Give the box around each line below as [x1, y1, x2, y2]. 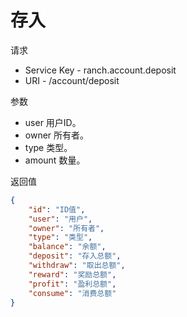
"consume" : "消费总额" [28, 288, 117, 298]
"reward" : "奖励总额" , [28, 269, 117, 280]
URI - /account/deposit [24, 74, 120, 86]
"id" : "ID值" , [28, 204, 86, 215]
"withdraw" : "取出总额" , [28, 261, 126, 271]
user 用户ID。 [24, 116, 82, 128]
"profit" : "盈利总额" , [28, 279, 117, 289]
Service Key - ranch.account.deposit [24, 64, 177, 76]
